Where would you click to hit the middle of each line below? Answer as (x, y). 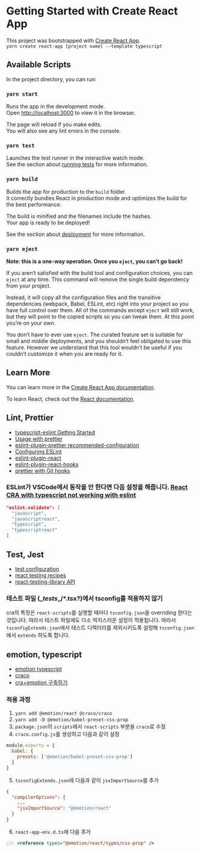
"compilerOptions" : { (39, 797)
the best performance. (34, 204)
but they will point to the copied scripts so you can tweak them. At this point (100, 316)
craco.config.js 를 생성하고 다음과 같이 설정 (67, 734)
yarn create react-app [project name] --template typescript (84, 46)
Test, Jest (25, 554)
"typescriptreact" (35, 530)
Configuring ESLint (38, 451)
